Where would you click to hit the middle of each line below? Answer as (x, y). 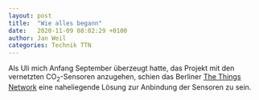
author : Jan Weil (37, 38)
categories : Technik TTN (50, 46)
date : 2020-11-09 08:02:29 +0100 (68, 30)
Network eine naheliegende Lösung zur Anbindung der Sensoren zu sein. (130, 87)
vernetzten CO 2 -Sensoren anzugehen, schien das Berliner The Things (125, 78)
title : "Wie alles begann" (55, 23)
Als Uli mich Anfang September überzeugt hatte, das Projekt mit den (121, 68)
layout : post (30, 16)
